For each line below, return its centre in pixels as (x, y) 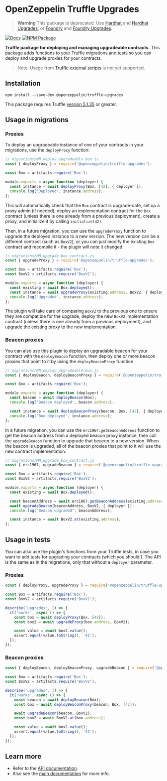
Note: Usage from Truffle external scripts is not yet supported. (81, 68)
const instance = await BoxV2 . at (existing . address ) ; (65, 520)
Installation (23, 83)
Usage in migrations (37, 120)
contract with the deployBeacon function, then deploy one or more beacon (80, 356)
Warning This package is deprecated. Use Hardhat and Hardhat (83, 23)
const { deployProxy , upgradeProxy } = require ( (56, 586)
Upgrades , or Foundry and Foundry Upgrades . (65, 28)
